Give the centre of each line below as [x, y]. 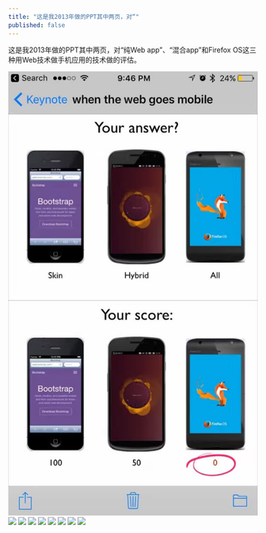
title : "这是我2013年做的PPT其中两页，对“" [74, 17]
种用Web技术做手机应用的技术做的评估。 [74, 59]
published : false [37, 25]
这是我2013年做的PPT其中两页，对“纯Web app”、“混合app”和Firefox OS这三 [133, 50]
